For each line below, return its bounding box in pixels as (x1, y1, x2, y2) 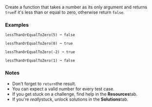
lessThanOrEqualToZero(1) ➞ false (5, 58, 76, 63)
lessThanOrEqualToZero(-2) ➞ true (5, 50, 76, 55)
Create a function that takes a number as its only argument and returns (5, 4, 148, 10)
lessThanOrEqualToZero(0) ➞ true (5, 41, 73, 46)
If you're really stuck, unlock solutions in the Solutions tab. (12, 96, 128, 102)
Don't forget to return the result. (12, 81, 76, 86)
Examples (5, 21, 29, 28)
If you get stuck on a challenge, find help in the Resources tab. (12, 91, 138, 97)
